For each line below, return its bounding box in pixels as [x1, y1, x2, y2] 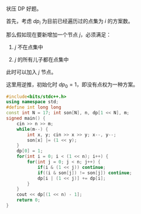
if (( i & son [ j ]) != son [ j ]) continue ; [37, 169, 132, 176]
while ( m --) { [16, 126, 49, 132]
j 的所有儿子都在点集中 [14, 56, 69, 63]
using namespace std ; [6, 99, 59, 105]
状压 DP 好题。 [6, 5, 42, 12]
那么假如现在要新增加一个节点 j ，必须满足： [6, 31, 112, 38]
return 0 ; [16, 197, 41, 203]
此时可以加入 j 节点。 [6, 68, 57, 75]
